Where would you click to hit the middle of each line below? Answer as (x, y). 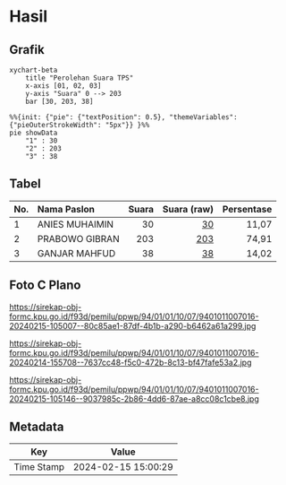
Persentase (247, 209)
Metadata (37, 427)
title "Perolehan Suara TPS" (80, 78)
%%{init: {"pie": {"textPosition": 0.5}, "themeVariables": (124, 117)
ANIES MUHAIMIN (76, 224)
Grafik (27, 50)
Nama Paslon (66, 209)
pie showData (34, 133)
